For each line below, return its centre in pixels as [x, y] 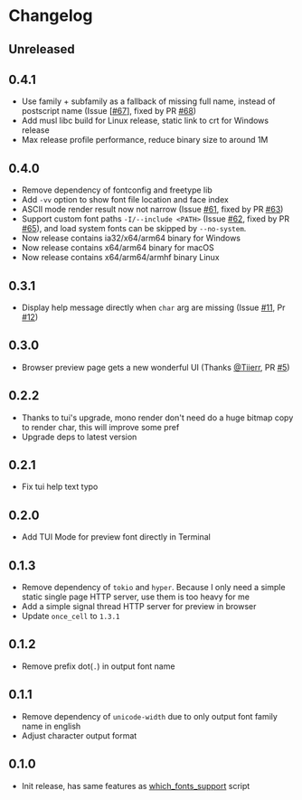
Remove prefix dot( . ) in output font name [98, 666]
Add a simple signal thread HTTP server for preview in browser [139, 607]
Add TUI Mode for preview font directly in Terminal [116, 537]
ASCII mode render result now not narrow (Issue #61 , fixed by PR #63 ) [152, 210]
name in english [51, 726]
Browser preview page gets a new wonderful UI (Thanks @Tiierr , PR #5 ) [156, 367]
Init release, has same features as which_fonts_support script [136, 786]
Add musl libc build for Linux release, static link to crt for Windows [145, 121]
